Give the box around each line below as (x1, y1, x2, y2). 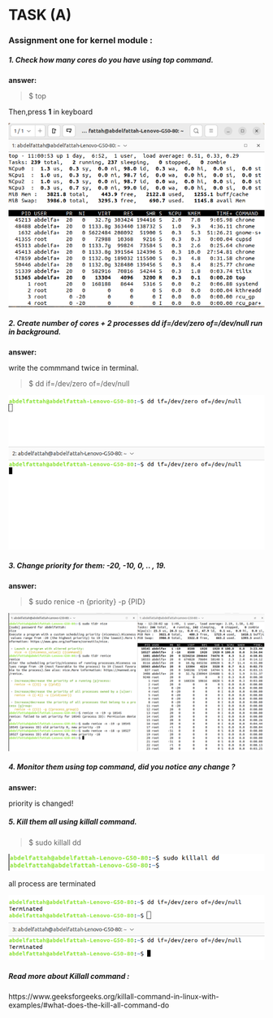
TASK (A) (8, 6, 71, 24)
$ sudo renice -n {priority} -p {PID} (28, 596, 146, 607)
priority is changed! (8, 798, 74, 808)
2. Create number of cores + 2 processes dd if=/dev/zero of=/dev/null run (8, 318, 262, 328)
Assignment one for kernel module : (8, 35, 153, 46)
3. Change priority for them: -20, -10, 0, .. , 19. (8, 560, 167, 570)
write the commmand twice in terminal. (8, 363, 140, 372)
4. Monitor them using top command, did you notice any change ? (8, 762, 236, 772)
